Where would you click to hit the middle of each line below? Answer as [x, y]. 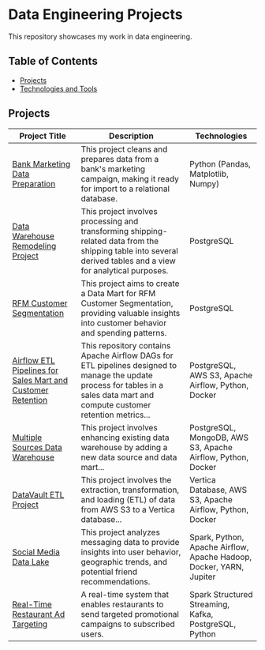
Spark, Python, [216, 537]
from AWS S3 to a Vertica [128, 509]
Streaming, [209, 604]
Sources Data [37, 447]
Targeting [30, 624]
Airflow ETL [34, 360]
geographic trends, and [124, 562]
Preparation [34, 183]
